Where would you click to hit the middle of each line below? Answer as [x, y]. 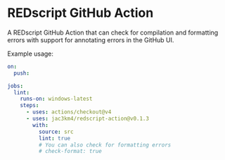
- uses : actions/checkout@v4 [69, 112]
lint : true [54, 138]
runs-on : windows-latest [56, 99]
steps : [30, 106]
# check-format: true [70, 152]
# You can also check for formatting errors [105, 145]
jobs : [15, 86]
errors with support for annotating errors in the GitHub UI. [91, 39]
